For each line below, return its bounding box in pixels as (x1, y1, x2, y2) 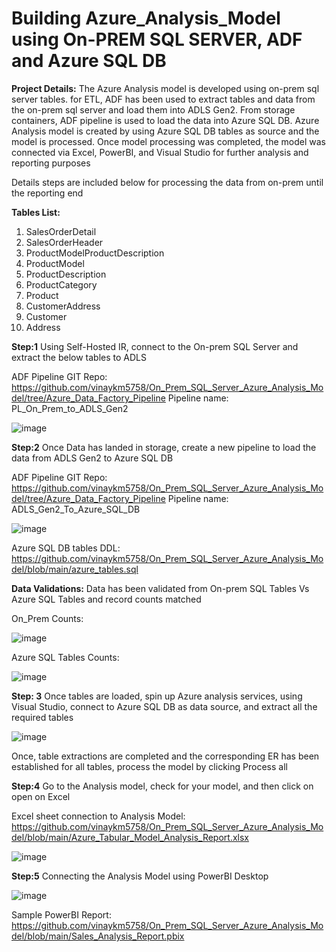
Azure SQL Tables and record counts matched (11, 593, 202, 605)
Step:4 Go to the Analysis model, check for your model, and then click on (11, 780, 314, 792)
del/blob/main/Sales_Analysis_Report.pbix (11, 930, 185, 942)
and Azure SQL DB (11, 50, 167, 72)
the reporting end (11, 187, 84, 199)
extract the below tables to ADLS (11, 351, 148, 363)
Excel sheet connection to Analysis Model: (11, 810, 186, 822)
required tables (11, 711, 74, 723)
